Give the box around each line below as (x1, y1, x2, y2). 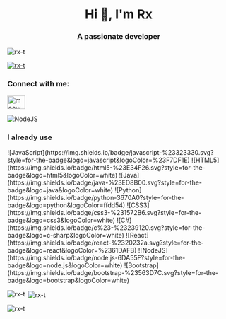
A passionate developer (76, 32, 161, 42)
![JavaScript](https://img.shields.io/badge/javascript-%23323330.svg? (7, 149, 214, 157)
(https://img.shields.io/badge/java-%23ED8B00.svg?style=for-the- (7, 178, 203, 187)
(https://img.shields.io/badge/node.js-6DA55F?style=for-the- (7, 254, 186, 262)
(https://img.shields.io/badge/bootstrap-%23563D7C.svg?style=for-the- (7, 269, 219, 277)
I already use (7, 132, 53, 142)
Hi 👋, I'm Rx (84, 6, 153, 23)
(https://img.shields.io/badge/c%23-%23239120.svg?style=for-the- (7, 224, 206, 232)
